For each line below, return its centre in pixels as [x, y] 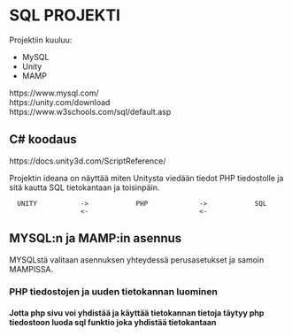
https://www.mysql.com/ [54, 93]
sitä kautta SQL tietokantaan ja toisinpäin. [85, 187]
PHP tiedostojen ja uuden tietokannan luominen [114, 292]
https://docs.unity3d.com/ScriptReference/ [88, 161]
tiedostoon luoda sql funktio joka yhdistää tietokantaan [113, 323]
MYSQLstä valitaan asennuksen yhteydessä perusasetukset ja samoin [137, 260]
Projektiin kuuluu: [41, 40]
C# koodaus [43, 139]
